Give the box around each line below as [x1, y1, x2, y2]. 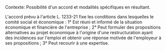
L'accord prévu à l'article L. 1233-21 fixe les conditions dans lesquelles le [5, 14, 154, 19]
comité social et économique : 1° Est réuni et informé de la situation [5, 19, 143, 25]
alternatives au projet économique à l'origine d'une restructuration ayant [5, 30, 153, 35]
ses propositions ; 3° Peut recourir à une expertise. [5, 40, 109, 46]
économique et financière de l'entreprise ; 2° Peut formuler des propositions [5, 24, 161, 30]
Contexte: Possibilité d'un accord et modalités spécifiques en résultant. [5, 4, 151, 10]
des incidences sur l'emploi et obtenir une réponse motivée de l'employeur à [5, 35, 162, 41]
